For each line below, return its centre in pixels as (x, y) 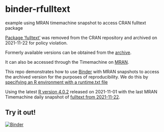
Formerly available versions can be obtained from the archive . (68, 52)
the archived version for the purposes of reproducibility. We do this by (77, 77)
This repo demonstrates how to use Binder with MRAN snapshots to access (82, 71)
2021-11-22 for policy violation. (36, 43)
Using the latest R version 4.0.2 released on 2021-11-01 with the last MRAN (81, 91)
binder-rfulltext (38, 9)
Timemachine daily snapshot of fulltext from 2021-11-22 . (63, 97)
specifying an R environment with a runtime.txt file (56, 82)
